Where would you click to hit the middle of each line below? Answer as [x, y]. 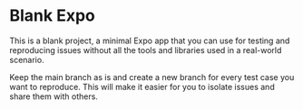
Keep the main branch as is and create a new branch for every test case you [152, 77]
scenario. [27, 59]
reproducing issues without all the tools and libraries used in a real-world [146, 50]
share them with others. [54, 96]
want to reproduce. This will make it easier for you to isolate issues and [142, 86]
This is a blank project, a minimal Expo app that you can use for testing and [150, 41]
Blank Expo [52, 16]
